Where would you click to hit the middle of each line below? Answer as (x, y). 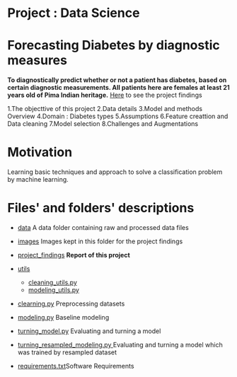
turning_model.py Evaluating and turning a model (89, 331)
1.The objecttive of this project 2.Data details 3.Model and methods (105, 109)
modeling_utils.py (54, 290)
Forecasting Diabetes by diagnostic (114, 46)
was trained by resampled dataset (67, 352)
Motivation (40, 152)
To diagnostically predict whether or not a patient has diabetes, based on (117, 80)
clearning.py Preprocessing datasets (71, 303)
